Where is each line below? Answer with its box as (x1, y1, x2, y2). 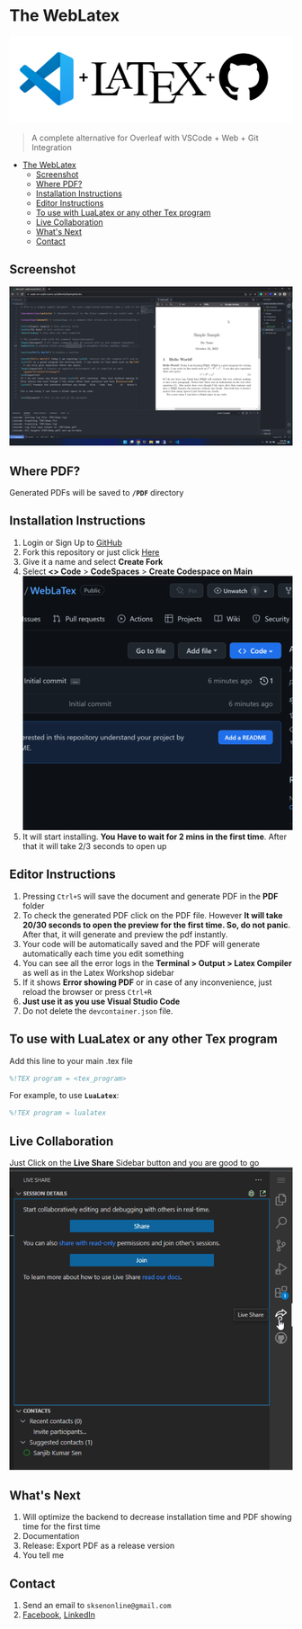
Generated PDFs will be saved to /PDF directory (9, 488, 184, 498)
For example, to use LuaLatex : (9, 1090, 120, 1101)
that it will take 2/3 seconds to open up (22, 840, 167, 851)
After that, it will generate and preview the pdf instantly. (22, 928, 228, 940)
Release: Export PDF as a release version (22, 1540, 175, 1552)
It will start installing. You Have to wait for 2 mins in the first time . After (22, 831, 288, 842)
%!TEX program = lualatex (9, 1108, 106, 1118)
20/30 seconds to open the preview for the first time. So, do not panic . (22, 919, 291, 930)
